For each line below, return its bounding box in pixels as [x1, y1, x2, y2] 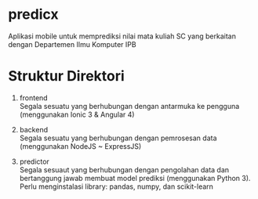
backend [19, 125, 49, 134]
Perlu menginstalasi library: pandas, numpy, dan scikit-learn [19, 182, 214, 191]
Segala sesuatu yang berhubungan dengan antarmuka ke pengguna [19, 101, 240, 110]
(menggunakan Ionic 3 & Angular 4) [19, 110, 135, 119]
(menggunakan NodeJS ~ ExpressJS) [19, 141, 142, 150]
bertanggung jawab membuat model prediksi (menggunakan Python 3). [19, 173, 251, 183]
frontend [19, 92, 49, 103]
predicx [8, 5, 59, 24]
